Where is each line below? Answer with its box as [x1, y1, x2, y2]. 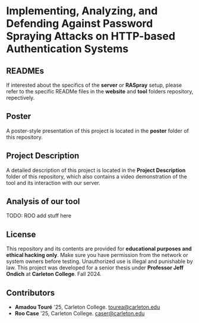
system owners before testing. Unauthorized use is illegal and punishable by [6, 258, 193, 265]
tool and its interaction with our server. [6, 179, 101, 186]
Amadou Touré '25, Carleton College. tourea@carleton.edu [14, 303, 160, 311]
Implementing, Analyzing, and [6, 4, 158, 18]
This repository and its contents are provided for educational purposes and [6, 245, 192, 252]
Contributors [6, 287, 55, 298]
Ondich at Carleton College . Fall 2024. [6, 271, 102, 278]
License [6, 229, 36, 239]
